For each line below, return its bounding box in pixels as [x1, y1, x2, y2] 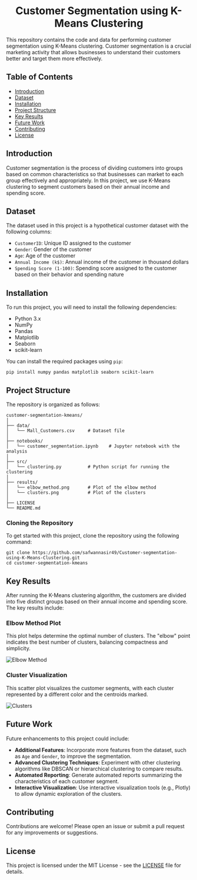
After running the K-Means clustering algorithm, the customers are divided [6, 592, 186, 599]
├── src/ [6, 459, 28, 464]
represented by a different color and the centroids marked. [6, 691, 148, 698]
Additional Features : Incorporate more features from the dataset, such [14, 746, 187, 753]
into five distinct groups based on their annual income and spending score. [6, 598, 188, 605]
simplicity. [6, 645, 31, 652]
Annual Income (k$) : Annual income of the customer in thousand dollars [14, 258, 189, 266]
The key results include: [6, 604, 64, 611]
